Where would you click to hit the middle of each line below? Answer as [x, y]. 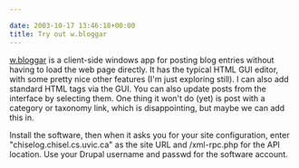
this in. [22, 117]
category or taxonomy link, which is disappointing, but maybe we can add [147, 107]
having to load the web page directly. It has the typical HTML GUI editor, [144, 70]
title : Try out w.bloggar [58, 34]
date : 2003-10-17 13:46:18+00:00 [72, 25]
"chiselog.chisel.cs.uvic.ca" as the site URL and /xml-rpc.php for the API [145, 145]
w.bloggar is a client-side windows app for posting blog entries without [142, 60]
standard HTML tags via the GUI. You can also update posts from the [138, 89]
